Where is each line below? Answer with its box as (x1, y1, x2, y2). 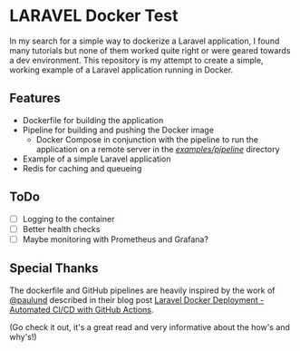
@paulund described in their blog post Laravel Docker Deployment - (9, 294, 265, 305)
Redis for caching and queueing (22, 162, 142, 173)
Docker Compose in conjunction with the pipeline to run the (35, 133, 258, 145)
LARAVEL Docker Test (9, 5, 179, 26)
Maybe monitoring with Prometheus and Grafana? (22, 233, 208, 245)
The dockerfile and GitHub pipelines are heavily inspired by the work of (9, 285, 276, 296)
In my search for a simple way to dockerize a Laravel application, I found (9, 35, 280, 46)
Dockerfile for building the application (22, 114, 164, 125)
